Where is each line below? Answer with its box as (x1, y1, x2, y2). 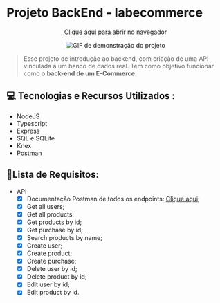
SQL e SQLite (16, 134, 55, 143)
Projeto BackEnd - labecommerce (6, 5, 203, 21)
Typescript (16, 119, 48, 127)
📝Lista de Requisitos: (6, 169, 100, 181)
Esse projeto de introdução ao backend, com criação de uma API (23, 54, 209, 63)
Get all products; (26, 210, 75, 219)
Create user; (26, 241, 63, 250)
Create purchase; (26, 257, 77, 266)
